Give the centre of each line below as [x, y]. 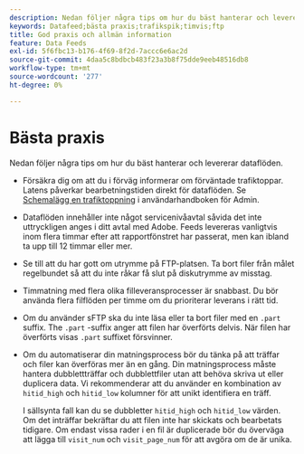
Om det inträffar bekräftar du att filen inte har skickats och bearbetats [152, 420]
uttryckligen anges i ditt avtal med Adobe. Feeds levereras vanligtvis [150, 226]
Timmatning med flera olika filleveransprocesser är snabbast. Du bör [150, 290]
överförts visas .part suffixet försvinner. [98, 336]
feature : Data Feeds [48, 43]
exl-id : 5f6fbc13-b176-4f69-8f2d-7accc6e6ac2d [99, 52]
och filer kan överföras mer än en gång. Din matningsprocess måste [149, 364]
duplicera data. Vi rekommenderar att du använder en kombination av [152, 383]
